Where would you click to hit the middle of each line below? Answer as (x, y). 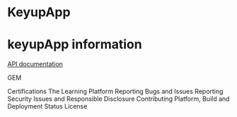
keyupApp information (75, 45)
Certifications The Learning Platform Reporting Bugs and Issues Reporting (115, 92)
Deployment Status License (47, 106)
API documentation (35, 64)
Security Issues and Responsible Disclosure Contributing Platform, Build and (118, 99)
